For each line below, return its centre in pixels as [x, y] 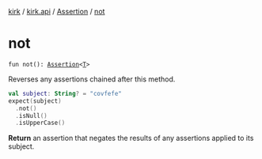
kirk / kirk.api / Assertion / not [57, 11]
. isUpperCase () [40, 123]
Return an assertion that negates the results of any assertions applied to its [131, 138]
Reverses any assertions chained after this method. [92, 79]
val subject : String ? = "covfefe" [65, 93]
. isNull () [31, 115]
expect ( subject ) [35, 101]
